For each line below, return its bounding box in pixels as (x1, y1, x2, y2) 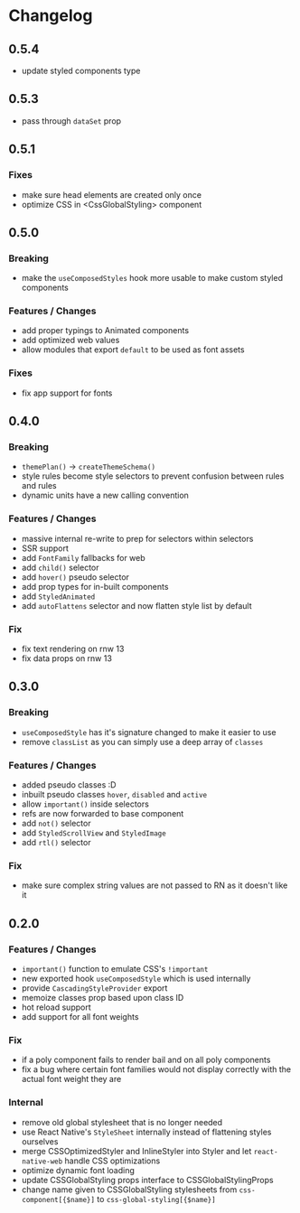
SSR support (21, 543, 69, 554)
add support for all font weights (21, 1012, 139, 1022)
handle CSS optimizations (64, 1155, 161, 1166)
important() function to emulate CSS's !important (21, 964, 209, 975)
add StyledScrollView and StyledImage (21, 827, 166, 838)
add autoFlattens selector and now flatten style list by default (21, 600, 252, 611)
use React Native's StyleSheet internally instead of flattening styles (21, 1126, 272, 1137)
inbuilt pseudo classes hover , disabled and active (21, 789, 208, 800)
